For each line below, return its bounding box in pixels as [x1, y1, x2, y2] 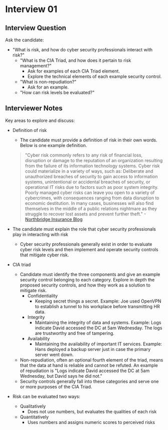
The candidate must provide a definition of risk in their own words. [20, 137, 157, 143]
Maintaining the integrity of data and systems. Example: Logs [35, 319, 161, 325]
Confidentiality [27, 293, 58, 299]
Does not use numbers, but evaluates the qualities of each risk [27, 408, 157, 414]
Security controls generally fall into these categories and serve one [20, 378, 159, 384]
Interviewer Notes [5, 104, 63, 113]
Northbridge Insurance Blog [25, 216, 83, 222]
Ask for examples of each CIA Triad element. [27, 68, 120, 74]
